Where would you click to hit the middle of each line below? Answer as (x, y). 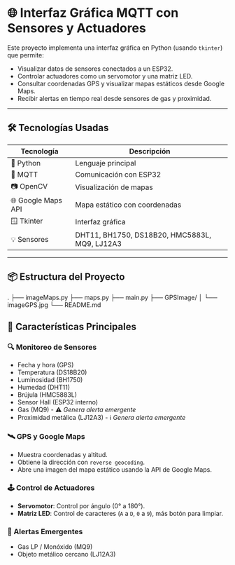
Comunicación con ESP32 (118, 175)
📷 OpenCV (29, 186)
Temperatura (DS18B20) (52, 372)
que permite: (26, 55)
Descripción (150, 151)
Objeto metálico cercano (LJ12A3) (66, 554)
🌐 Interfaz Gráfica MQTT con (93, 13)
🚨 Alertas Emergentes (45, 531)
